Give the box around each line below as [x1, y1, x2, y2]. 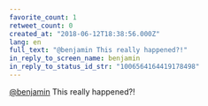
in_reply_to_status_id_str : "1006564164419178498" [9, 63, 200, 72]
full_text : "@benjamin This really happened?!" [9, 46, 189, 55]
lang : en [9, 37, 42, 47]
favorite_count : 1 [9, 12, 77, 22]
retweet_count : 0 [9, 21, 73, 30]
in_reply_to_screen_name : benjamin [9, 54, 141, 63]
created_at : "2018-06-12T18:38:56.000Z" [9, 29, 161, 38]
